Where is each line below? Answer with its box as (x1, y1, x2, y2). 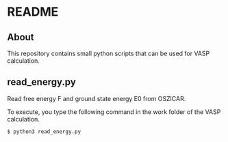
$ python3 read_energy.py (7, 128, 81, 135)
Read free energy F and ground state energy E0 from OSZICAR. (7, 94, 186, 102)
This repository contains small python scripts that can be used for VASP (7, 49, 210, 57)
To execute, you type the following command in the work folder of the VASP (7, 107, 221, 116)
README (7, 4, 59, 20)
